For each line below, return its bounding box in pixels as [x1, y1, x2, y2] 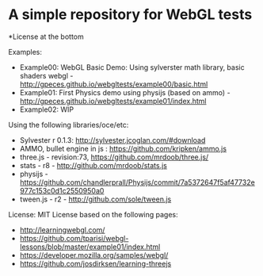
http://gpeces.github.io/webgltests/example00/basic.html [19, 79, 208, 89]
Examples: [8, 47, 42, 56]
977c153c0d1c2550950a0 [19, 186, 105, 195]
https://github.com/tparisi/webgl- [19, 233, 129, 243]
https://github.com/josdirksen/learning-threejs [19, 259, 172, 268]
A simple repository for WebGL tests [8, 6, 253, 24]
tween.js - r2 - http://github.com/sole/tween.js [19, 194, 172, 204]
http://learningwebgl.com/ [19, 224, 105, 235]
